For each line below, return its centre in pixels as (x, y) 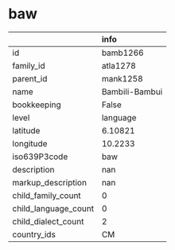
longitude (30, 143)
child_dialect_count (48, 221)
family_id (29, 65)
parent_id (30, 78)
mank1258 (122, 78)
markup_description (50, 182)
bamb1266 (123, 53)
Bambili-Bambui (132, 91)
